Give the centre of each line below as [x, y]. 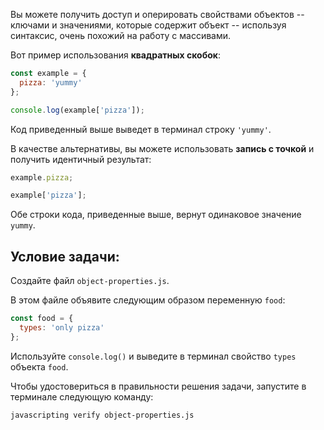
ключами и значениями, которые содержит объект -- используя [148, 25]
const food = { [42, 319]
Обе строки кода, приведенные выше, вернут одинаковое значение [156, 215]
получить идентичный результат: [81, 159]
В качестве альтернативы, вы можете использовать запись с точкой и [162, 148]
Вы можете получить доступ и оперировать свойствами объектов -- [157, 14]
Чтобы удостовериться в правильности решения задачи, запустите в [158, 386]
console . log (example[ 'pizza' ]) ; [77, 110]
